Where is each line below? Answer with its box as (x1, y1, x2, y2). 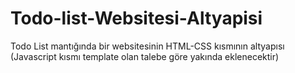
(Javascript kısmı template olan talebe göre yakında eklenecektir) (10, 50, 280, 62)
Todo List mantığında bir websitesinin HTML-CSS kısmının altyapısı (10, 40, 285, 52)
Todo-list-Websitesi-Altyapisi (10, 7, 263, 30)
